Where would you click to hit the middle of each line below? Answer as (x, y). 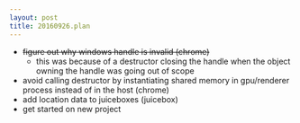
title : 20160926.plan (50, 26)
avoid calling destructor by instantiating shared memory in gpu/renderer (156, 80)
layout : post (34, 18)
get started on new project (72, 109)
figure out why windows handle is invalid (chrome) (116, 51)
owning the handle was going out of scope (115, 70)
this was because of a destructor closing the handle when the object (163, 61)
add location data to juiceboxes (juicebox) (100, 99)
